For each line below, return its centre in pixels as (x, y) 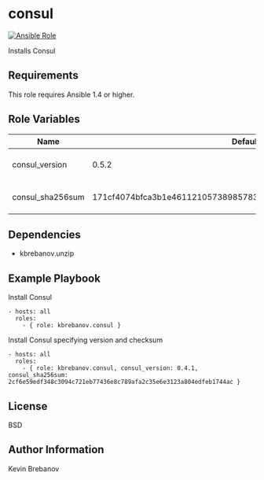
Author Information (56, 450)
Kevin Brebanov (34, 468)
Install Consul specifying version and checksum (86, 340)
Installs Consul (32, 50)
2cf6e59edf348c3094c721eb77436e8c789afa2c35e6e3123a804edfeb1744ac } (125, 382)
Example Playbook (54, 278)
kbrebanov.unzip (47, 253)
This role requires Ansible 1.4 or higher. (71, 94)
